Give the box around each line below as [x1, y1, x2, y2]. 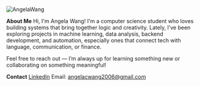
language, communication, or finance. [6, 43, 102, 50]
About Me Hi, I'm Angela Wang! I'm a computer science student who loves [6, 18, 194, 24]
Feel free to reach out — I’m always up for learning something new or [6, 55, 180, 62]
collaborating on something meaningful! [6, 61, 107, 68]
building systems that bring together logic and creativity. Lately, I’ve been [6, 24, 191, 31]
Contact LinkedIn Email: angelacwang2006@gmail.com [6, 73, 146, 80]
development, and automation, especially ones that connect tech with [6, 37, 181, 44]
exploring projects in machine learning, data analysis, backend [6, 30, 163, 38]
